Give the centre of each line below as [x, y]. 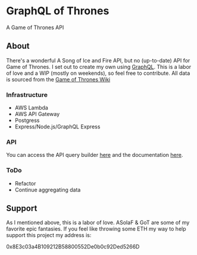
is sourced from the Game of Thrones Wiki [58, 79]
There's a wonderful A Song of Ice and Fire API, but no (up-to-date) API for [98, 60]
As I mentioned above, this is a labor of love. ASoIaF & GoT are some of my [98, 223]
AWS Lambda [32, 108]
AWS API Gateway [37, 114]
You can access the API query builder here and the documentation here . [95, 155]
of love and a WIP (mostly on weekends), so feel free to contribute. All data [98, 73]
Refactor [25, 183]
